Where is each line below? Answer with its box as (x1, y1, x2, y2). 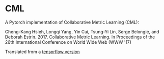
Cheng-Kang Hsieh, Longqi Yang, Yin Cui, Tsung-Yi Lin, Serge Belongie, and (5, 29, 160, 34)
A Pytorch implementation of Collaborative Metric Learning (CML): (5, 19, 139, 25)
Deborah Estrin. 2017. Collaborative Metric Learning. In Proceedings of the (5, 34, 155, 40)
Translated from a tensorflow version (5, 49, 80, 55)
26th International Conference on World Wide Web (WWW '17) (5, 39, 132, 45)
